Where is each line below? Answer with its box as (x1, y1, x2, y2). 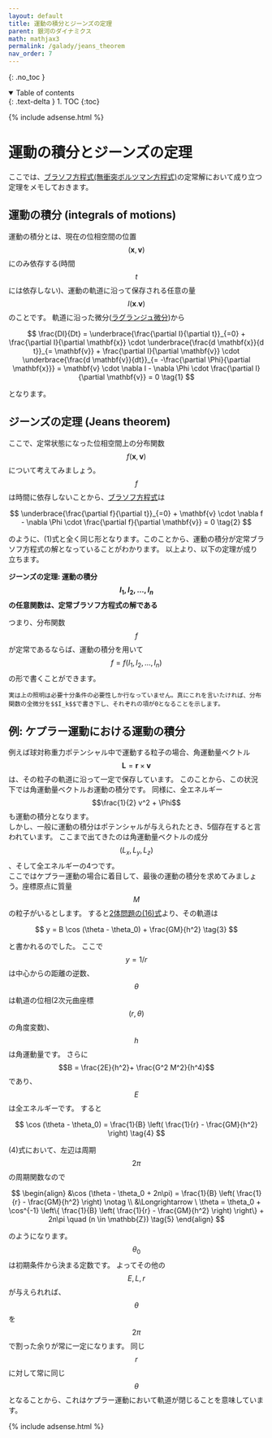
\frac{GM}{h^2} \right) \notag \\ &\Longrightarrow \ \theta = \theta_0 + (28, 1197, 261, 1207)
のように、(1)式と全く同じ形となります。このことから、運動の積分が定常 (8, 534, 250, 543)
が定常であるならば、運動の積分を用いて (8, 644, 144, 654)
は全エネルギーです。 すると (8, 1103, 102, 1113)
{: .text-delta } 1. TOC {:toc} (8, 97, 100, 106)
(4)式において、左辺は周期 (8, 1145, 97, 1154)
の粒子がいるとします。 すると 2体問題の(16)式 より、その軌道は (8, 908, 218, 917)
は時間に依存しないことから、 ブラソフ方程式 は (8, 492, 165, 502)
